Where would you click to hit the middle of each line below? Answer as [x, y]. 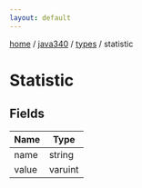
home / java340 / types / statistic [71, 44]
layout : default [40, 18]
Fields [27, 114]
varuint [64, 169]
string [61, 154]
